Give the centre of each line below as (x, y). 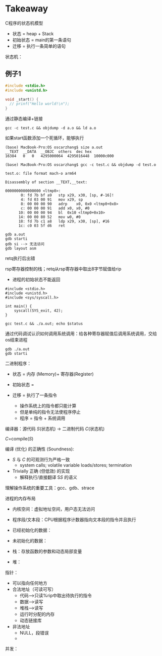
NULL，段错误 (34, 633)
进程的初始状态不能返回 (36, 280)
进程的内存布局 (20, 499)
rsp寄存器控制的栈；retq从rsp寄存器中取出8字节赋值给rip (63, 269)
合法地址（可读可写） (34, 589)
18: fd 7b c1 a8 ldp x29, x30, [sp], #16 (64, 221)
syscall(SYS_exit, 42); (39, 311)
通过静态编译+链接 (24, 119)
